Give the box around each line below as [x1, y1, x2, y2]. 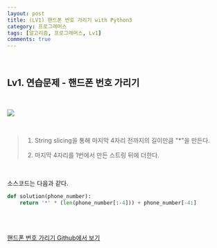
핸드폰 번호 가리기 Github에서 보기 [7, 233, 101, 242]
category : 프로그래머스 [7, 23, 67, 30]
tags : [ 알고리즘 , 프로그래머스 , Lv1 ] [7, 29, 102, 37]
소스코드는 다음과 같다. [7, 179, 69, 187]
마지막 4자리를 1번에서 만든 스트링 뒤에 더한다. [34, 150, 159, 159]
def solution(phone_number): [7, 193, 92, 200]
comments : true [7, 36, 51, 43]
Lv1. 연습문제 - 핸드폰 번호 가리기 [7, 77, 140, 89]
